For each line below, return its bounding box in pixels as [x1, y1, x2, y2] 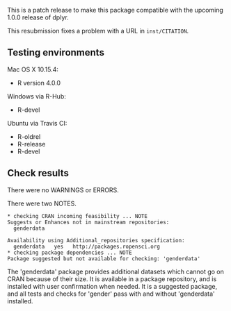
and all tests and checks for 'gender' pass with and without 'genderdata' [7, 289, 215, 298]
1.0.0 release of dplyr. [7, 13, 69, 22]
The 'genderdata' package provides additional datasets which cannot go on [7, 267, 224, 276]
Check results [7, 167, 70, 179]
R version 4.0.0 [17, 78, 61, 87]
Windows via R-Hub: [7, 92, 66, 100]
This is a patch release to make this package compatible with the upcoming [7, 6, 224, 14]
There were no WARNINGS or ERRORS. [7, 185, 120, 194]
